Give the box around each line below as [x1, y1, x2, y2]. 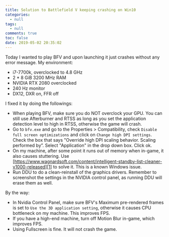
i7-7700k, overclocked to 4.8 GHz [12, 69, 83, 75]
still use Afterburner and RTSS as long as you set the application [12, 115, 146, 122]
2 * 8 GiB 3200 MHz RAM [12, 74, 66, 81]
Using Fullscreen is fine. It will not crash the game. [12, 226, 117, 232]
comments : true [5, 31, 37, 36]
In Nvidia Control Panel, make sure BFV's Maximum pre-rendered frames [12, 199, 164, 205]
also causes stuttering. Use [12, 153, 69, 159]
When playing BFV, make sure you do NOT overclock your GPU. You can [12, 110, 162, 116]
